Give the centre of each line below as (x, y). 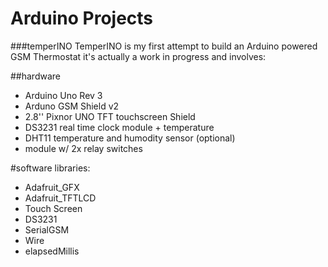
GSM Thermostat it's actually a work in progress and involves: (138, 56)
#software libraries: (50, 168)
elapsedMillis (52, 251)
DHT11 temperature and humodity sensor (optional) (130, 138)
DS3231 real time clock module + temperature (119, 127)
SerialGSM (47, 229)
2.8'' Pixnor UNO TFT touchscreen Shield (110, 116)
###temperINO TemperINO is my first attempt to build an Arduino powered (164, 46)
